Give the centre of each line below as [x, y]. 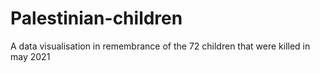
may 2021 [30, 56]
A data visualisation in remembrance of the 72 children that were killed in [160, 46]
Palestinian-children [96, 18]
